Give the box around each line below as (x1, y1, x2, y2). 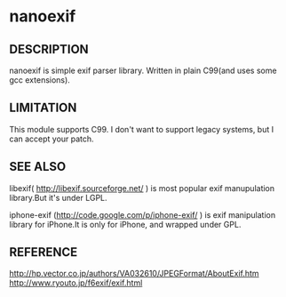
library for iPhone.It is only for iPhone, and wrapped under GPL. (9, 219, 242, 229)
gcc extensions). (9, 75, 71, 85)
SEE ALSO (9, 159, 67, 174)
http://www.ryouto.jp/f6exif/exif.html (9, 277, 143, 288)
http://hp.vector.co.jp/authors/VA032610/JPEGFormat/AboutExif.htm (9, 269, 259, 279)
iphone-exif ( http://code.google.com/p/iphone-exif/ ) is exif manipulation (9, 209, 276, 220)
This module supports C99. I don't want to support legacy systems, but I (9, 124, 274, 134)
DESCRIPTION (9, 42, 89, 57)
